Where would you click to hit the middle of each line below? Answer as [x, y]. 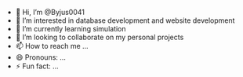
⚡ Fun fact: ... [37, 66]
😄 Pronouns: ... [41, 57]
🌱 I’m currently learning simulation [71, 29]
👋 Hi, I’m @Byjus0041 [50, 12]
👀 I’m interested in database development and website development [125, 20]
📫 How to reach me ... [52, 46]
